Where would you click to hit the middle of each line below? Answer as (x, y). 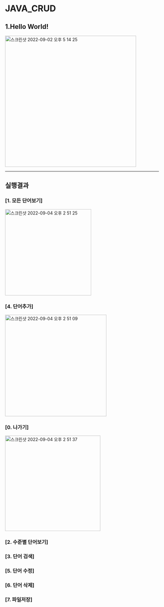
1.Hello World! (27, 27)
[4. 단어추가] (19, 306)
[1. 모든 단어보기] (24, 201)
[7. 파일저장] (19, 599)
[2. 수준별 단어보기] (27, 542)
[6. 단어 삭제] (20, 585)
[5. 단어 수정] (20, 571)
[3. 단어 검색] (20, 557)
